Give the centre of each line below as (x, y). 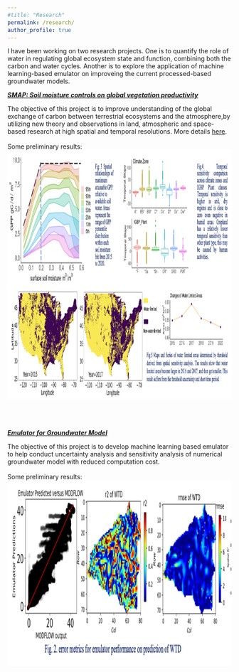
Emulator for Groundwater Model (58, 433)
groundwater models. (39, 81)
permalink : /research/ (41, 22)
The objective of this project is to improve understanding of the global (110, 109)
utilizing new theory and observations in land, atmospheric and (100, 124)
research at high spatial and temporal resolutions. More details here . (127, 132)
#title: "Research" (36, 15)
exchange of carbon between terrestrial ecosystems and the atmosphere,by (119, 117)
